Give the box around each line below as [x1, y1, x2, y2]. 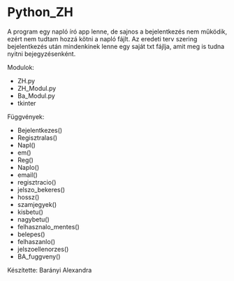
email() [17, 171, 38, 179]
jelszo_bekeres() [17, 185, 65, 194]
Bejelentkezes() [17, 126, 63, 134]
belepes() [17, 230, 45, 238]
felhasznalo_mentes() [17, 222, 80, 231]
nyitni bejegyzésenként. [7, 50, 76, 58]
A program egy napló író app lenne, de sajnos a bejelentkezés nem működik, [7, 27, 228, 36]
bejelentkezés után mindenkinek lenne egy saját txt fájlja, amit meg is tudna [7, 42, 225, 50]
